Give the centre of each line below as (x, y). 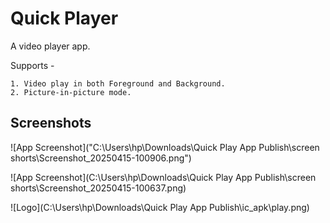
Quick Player (64, 18)
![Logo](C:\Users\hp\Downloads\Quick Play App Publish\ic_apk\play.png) (160, 207)
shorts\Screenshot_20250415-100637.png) (98, 188)
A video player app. (50, 46)
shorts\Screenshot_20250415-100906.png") (101, 158)
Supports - (32, 65)
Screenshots (51, 123)
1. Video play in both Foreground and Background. (118, 83)
